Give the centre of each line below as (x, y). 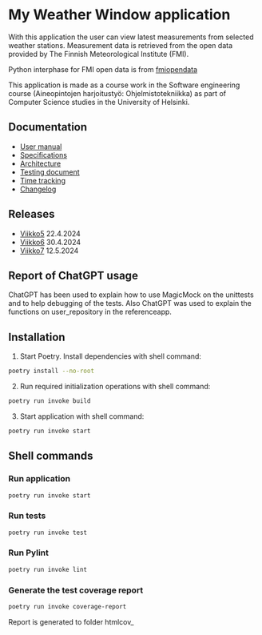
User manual (41, 147)
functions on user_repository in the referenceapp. (90, 312)
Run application (39, 479)
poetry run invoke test (48, 533)
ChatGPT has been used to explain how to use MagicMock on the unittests (131, 295)
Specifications (44, 155)
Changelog (38, 189)
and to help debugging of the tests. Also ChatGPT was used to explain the (130, 303)
